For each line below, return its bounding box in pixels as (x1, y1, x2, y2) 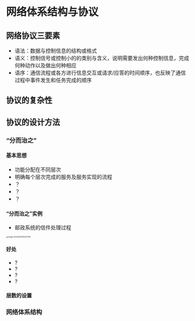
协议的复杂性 (6, 95, 53, 106)
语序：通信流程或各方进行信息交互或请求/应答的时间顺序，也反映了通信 (14, 69, 186, 76)
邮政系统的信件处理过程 (14, 224, 71, 231)
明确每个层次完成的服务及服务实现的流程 (14, 173, 112, 180)
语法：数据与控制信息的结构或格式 (14, 48, 97, 54)
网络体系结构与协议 (6, 5, 99, 19)
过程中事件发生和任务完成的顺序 (14, 77, 92, 83)
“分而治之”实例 (6, 210, 43, 217)
